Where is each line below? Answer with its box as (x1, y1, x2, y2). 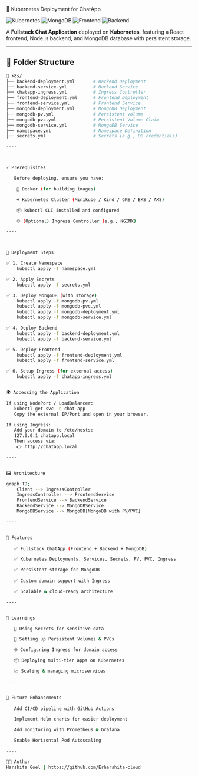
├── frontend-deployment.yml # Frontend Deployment (6, 95, 149, 101)
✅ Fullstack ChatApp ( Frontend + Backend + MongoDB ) (14, 545, 147, 551)
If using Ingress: (6, 422, 51, 428)
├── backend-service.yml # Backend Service (6, 84, 138, 90)
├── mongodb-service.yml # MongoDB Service (6, 122, 138, 128)
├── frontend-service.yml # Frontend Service (6, 100, 141, 106)
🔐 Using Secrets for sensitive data (14, 626, 104, 632)
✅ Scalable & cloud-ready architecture (14, 588, 113, 594)
